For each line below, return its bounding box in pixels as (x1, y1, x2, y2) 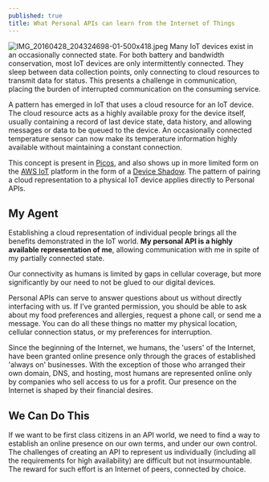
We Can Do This (8, 409, 90, 423)
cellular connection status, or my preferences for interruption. (8, 327, 213, 337)
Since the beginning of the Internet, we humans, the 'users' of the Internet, (8, 343, 255, 353)
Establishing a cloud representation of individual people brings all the (8, 228, 237, 238)
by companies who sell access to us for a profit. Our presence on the (8, 377, 237, 386)
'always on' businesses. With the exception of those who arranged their (8, 360, 247, 370)
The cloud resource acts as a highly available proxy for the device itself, (8, 108, 247, 117)
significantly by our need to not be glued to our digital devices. (8, 278, 216, 288)
